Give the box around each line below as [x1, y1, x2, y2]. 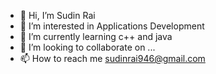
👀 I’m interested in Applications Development [19, 20, 205, 32]
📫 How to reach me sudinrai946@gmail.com [19, 53, 206, 64]
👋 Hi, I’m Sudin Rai [19, 10, 96, 21]
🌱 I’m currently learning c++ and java [19, 31, 173, 42]
